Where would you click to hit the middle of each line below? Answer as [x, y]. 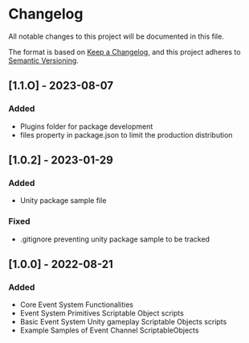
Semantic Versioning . [43, 60]
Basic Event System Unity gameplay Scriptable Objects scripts [123, 322]
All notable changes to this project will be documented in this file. [116, 36]
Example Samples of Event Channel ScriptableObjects [109, 330]
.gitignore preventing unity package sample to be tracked [115, 239]
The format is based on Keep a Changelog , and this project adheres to [124, 52]
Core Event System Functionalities [77, 305]
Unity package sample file [63, 200]
